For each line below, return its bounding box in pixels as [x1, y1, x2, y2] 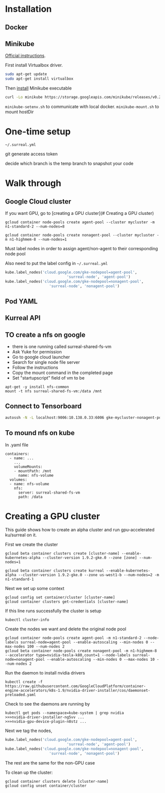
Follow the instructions [12, 365, 58, 371]
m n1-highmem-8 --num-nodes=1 [5, 237, 67, 242]
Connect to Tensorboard [5, 402, 82, 411]
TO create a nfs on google [5, 330, 86, 339]
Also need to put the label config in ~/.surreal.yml [5, 260, 108, 266]
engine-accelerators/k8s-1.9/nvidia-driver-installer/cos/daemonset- [5, 688, 151, 693]
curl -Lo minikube [5, 95, 43, 100]
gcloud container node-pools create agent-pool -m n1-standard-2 [5, 636, 141, 641]
